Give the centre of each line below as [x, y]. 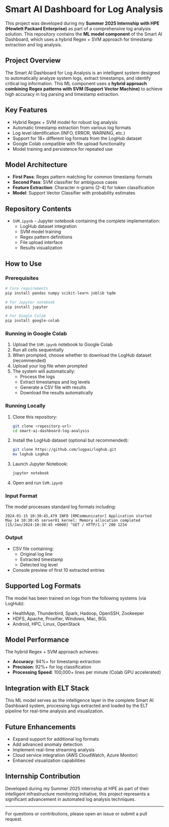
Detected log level [39, 565]
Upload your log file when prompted [50, 366]
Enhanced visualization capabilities [49, 760]
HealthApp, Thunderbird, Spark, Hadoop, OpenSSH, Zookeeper [78, 613]
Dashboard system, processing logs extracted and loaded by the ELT [77, 706]
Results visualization [41, 248]
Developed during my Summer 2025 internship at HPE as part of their [77, 788]
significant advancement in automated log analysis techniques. [70, 799]
